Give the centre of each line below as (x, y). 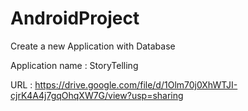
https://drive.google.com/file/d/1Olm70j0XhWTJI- (136, 84)
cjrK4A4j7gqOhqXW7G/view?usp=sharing (97, 95)
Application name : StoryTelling (74, 65)
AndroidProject (75, 18)
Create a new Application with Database (93, 46)
